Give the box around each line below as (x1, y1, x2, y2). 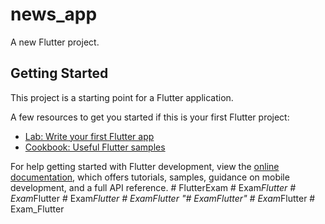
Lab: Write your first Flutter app (24, 130, 155, 142)
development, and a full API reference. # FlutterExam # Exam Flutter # (10, 181, 297, 193)
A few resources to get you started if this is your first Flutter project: (10, 111, 290, 123)
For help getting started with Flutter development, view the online (10, 160, 280, 172)
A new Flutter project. (10, 36, 100, 48)
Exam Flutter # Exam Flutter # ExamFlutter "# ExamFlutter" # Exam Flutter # (10, 192, 316, 204)
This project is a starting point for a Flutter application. (10, 91, 234, 103)
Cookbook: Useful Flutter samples (24, 141, 166, 153)
